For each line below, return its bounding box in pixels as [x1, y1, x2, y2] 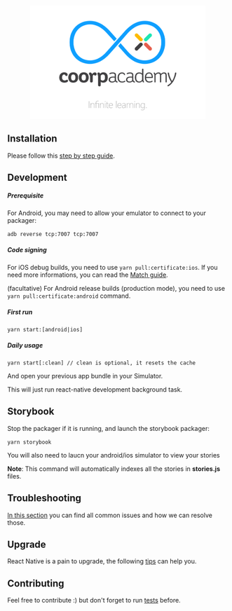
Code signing [7, 245, 47, 254]
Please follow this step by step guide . [7, 151, 116, 160]
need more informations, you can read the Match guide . [7, 270, 168, 279]
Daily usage [7, 341, 43, 349]
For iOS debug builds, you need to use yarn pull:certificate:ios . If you [7, 263, 218, 272]
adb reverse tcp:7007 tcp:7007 [7, 231, 99, 238]
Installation [7, 132, 57, 145]
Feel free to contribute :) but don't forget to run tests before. [7, 596, 181, 605]
